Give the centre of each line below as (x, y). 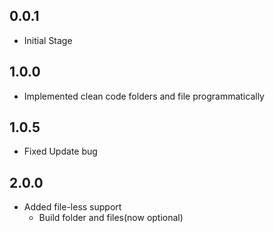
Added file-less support (72, 207)
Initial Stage (48, 40)
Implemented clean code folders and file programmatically (144, 96)
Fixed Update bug (60, 151)
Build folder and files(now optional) (111, 218)
